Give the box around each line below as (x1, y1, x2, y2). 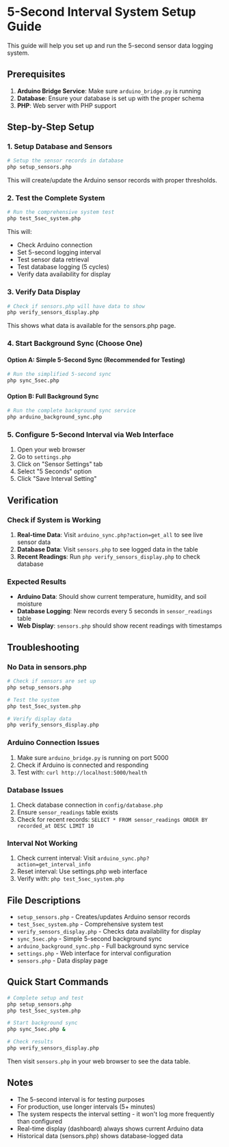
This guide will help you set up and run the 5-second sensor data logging (7, 41, 213, 49)
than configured (16, 1117, 63, 1125)
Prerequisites (7, 69, 66, 80)
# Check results (7, 1039, 53, 1045)
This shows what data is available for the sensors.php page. (7, 322, 176, 330)
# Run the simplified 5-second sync (7, 371, 111, 378)
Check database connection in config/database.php (16, 801, 163, 809)
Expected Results (7, 577, 67, 587)
